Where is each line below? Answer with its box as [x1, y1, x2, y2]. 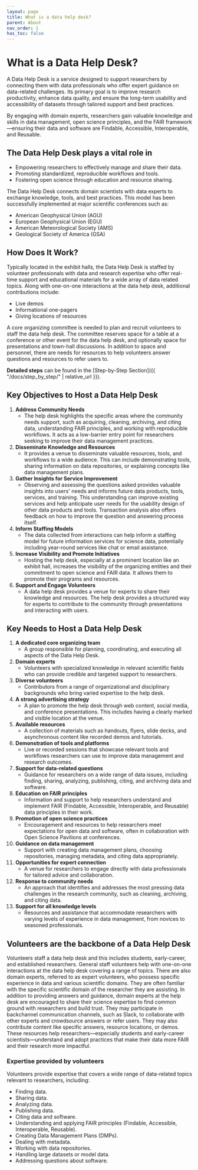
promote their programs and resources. [24, 575, 120, 582]
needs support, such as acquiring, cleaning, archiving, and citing [24, 418, 181, 425]
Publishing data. [15, 1107, 55, 1114]
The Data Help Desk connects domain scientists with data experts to [6, 187, 173, 195]
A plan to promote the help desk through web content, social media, [24, 702, 189, 709]
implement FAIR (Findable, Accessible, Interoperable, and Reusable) [24, 803, 189, 810]
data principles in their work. [24, 809, 94, 816]
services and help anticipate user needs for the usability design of [24, 500, 185, 507]
